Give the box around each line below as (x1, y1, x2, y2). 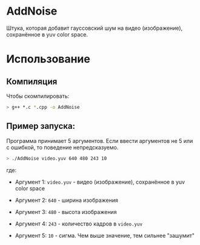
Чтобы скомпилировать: (6, 92, 70, 100)
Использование (6, 52, 91, 66)
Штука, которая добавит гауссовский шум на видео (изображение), (6, 24, 183, 32)
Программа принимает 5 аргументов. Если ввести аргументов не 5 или (6, 137, 193, 144)
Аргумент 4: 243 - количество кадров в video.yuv (15, 220, 143, 227)
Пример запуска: (6, 121, 76, 131)
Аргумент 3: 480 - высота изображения (15, 208, 117, 215)
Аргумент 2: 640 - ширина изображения (15, 196, 118, 204)
